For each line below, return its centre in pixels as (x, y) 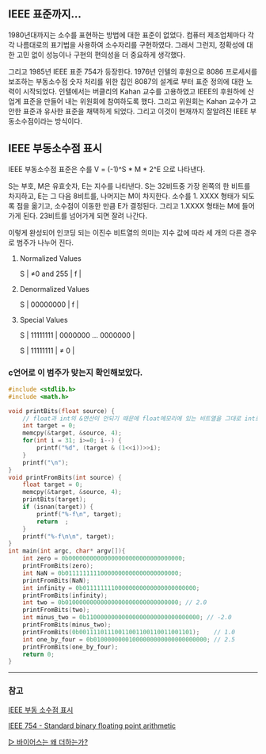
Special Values (44, 320)
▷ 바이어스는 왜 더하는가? (48, 742)
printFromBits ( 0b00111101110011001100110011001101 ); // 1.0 (129, 632)
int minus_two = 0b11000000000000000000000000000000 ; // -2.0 (127, 618)
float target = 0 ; (53, 485)
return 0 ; (39, 654)
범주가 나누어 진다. (45, 242)
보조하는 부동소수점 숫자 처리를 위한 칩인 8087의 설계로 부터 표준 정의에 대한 (126, 81)
